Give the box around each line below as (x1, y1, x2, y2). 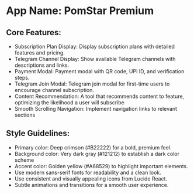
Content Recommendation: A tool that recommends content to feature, (14, 93, 185, 100)
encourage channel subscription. (14, 87, 95, 93)
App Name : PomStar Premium (6, 4, 154, 18)
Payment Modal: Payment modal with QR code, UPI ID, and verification (14, 68, 185, 74)
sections (14, 111, 36, 118)
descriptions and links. (14, 62, 70, 69)
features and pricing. (14, 49, 65, 56)
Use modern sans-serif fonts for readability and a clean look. (14, 169, 162, 176)
